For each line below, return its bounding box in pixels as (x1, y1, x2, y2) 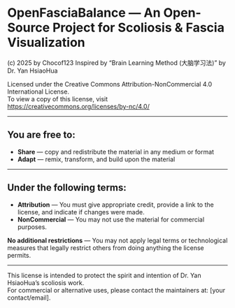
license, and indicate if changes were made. (17, 207, 145, 216)
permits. (7, 251, 31, 259)
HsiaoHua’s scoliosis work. (7, 278, 85, 287)
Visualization (7, 35, 85, 50)
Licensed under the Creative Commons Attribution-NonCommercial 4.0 (7, 80, 212, 88)
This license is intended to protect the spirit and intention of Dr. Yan (7, 271, 201, 279)
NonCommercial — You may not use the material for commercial (17, 215, 205, 223)
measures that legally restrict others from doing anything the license (7, 243, 204, 252)
